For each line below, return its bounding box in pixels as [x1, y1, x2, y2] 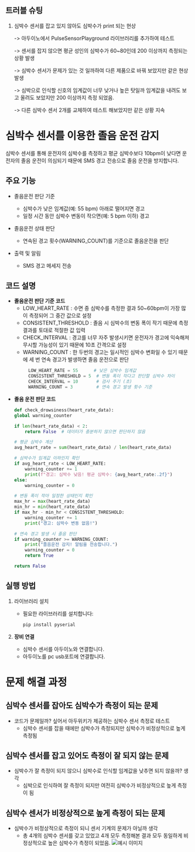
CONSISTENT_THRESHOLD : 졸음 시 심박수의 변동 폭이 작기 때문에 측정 [22, 319, 189, 326]
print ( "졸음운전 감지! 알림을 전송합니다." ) [25, 541, 118, 548]
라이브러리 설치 [13, 597, 49, 605]
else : [13, 477, 28, 483]
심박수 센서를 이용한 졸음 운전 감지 [5, 129, 159, 142]
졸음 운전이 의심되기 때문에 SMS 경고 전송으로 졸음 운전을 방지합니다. [20, 157, 179, 164]
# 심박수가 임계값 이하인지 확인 [13, 455, 80, 461]
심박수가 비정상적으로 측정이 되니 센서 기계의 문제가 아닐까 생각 [13, 825, 158, 832]
